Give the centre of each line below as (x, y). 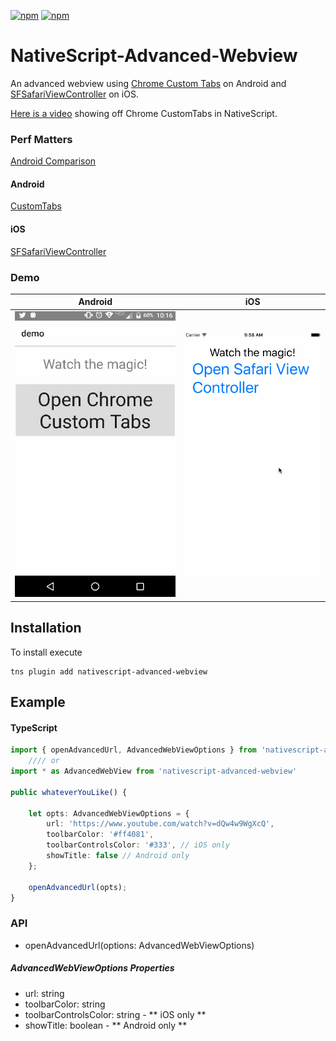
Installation (46, 628)
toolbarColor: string (65, 1004)
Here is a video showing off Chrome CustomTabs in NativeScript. (144, 113)
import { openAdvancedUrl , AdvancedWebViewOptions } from (133, 750)
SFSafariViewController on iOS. (74, 94)
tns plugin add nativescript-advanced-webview (109, 671)
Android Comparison (53, 161)
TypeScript (34, 727)
